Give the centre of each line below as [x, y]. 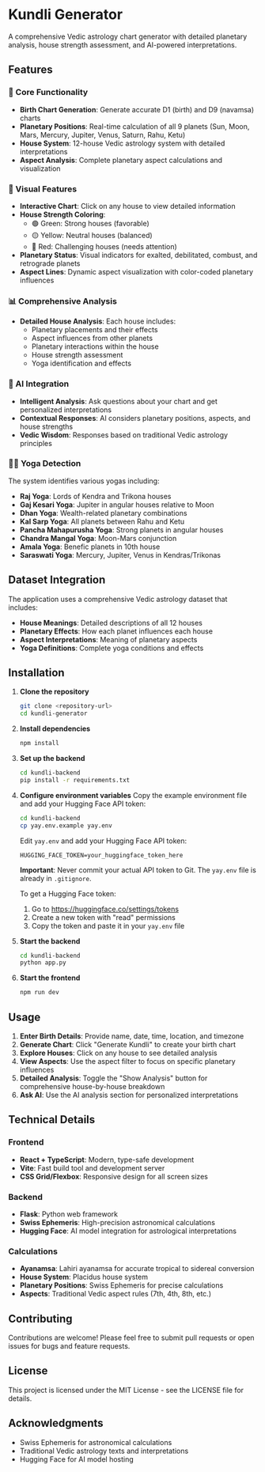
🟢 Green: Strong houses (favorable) [91, 223]
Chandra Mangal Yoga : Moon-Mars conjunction [98, 538]
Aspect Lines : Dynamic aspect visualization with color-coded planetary [136, 271]
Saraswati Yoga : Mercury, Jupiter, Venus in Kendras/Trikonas [120, 554]
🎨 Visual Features [43, 189]
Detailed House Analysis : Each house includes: [98, 321]
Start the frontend [50, 978]
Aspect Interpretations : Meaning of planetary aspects [108, 639]
